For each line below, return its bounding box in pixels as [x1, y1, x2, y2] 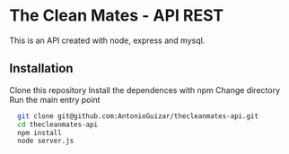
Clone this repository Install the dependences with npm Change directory [9, 84, 281, 95]
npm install [17, 128, 63, 137]
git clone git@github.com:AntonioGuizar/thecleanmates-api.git [17, 111, 258, 121]
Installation [9, 61, 74, 76]
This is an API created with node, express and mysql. [9, 35, 206, 46]
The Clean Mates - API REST [9, 5, 224, 26]
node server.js [17, 136, 74, 146]
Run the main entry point [9, 94, 101, 105]
